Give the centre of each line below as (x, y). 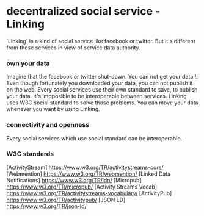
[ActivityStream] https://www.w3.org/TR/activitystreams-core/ (85, 167)
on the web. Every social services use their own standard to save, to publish (102, 90)
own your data (28, 63)
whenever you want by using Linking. (53, 109)
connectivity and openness (48, 125)
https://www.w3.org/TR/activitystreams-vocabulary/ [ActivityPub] (89, 193)
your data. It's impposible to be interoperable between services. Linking (97, 96)
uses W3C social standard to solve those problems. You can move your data (102, 103)
